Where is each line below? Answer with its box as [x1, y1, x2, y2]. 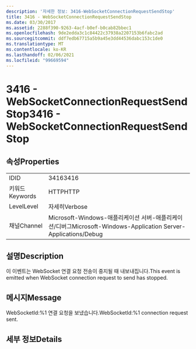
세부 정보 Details [6, 334, 62, 344]
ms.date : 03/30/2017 [6, 19, 57, 25]
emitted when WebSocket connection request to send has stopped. [6, 274, 168, 281]
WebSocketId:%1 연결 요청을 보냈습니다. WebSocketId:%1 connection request [6, 309, 188, 316]
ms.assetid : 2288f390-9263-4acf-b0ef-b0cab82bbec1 [6, 25, 132, 31]
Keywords [9, 192, 37, 200]
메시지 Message [6, 292, 62, 302]
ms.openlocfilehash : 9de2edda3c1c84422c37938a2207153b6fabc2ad [6, 30, 163, 36]
